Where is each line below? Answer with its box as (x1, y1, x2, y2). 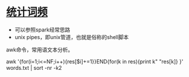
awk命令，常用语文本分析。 (6, 46, 74, 53)
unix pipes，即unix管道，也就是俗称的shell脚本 (14, 33, 129, 40)
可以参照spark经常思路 (14, 26, 70, 33)
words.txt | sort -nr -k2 (6, 64, 62, 71)
